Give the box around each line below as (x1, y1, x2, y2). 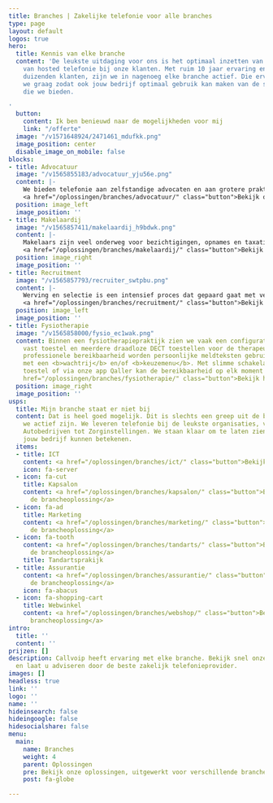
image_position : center (15, 140, 96, 148)
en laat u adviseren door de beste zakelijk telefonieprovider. (15, 662, 238, 670)
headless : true (8, 677, 60, 685)
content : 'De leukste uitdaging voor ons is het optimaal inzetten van (15, 58, 264, 66)
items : (15, 443, 38, 451)
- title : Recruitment (8, 268, 82, 277)
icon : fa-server (23, 465, 79, 474)
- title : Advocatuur (8, 163, 79, 171)
